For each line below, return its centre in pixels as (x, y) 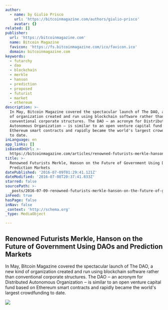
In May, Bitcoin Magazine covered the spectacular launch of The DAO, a (79, 266)
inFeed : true (19, 195)
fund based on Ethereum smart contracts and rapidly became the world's (81, 287)
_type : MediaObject (25, 214)
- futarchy (21, 61)
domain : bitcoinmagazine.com (40, 51)
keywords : (15, 56)
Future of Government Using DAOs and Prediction (84, 246)
